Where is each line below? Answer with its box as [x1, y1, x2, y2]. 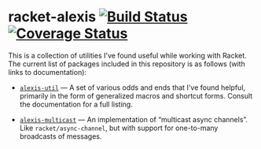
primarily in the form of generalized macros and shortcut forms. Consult [19, 91, 253, 100]
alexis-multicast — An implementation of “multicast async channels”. [19, 114, 248, 124]
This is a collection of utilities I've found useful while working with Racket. [8, 50, 248, 60]
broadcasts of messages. [19, 131, 102, 141]
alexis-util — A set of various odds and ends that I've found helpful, [19, 83, 246, 92]
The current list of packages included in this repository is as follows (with [8, 59, 245, 69]
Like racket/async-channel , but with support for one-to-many [19, 123, 219, 132]
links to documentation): [8, 67, 87, 76]
